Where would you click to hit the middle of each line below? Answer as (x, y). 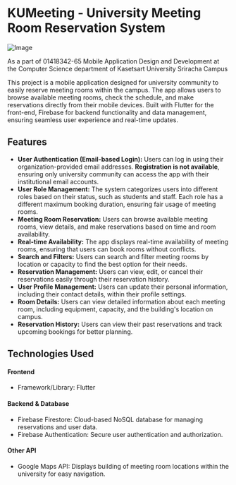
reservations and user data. (57, 427)
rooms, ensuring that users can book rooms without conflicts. (107, 249)
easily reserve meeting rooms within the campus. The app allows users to (114, 90)
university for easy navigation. (61, 474)
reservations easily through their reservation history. (94, 279)
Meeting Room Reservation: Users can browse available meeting (113, 219)
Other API (22, 450)
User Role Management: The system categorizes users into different (118, 189)
